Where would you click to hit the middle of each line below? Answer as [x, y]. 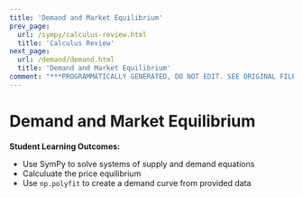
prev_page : [30, 26]
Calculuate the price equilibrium [82, 174]
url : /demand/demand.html [66, 60]
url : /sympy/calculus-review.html [82, 34]
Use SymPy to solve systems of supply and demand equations [138, 164]
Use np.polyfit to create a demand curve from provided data [137, 183]
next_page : [30, 52]
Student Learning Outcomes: [64, 146]
